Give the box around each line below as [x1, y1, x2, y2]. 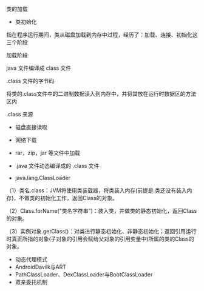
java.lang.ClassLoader [15, 175, 71, 181]
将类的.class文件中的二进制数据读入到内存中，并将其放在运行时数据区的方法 [6, 90, 197, 97]
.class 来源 [6, 111, 33, 118]
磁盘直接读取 [15, 124, 47, 130]
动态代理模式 [15, 256, 47, 263]
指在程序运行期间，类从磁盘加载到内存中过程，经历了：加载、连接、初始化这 [6, 31, 198, 38]
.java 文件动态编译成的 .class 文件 [15, 162, 100, 169]
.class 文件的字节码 [6, 78, 55, 84]
